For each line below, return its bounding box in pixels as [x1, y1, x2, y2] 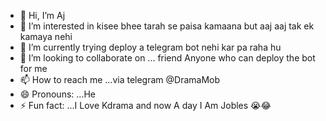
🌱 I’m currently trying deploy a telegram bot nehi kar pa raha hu [19, 41, 282, 53]
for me [19, 63, 48, 74]
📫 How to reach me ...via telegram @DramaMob [19, 74, 221, 85]
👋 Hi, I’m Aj [19, 10, 66, 21]
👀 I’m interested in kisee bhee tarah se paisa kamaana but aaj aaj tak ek [19, 20, 315, 32]
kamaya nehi [19, 31, 73, 42]
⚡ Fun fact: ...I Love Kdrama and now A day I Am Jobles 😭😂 [19, 100, 272, 111]
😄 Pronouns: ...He [19, 88, 96, 100]
